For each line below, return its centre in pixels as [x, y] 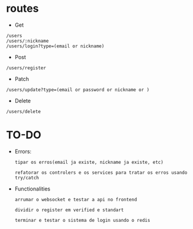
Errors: [23, 151]
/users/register [26, 68]
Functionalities [32, 189]
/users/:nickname [28, 41]
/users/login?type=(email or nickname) [55, 46]
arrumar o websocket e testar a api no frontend [76, 199]
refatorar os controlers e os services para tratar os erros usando [101, 172]
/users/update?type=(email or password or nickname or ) [78, 90]
